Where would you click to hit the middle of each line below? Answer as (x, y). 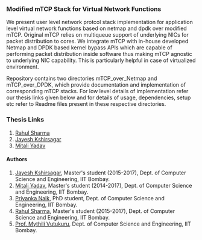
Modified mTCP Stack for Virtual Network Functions (84, 9)
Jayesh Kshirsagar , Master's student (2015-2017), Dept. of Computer (100, 173)
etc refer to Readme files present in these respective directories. (86, 104)
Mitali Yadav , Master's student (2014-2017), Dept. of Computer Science (103, 185)
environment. (23, 67)
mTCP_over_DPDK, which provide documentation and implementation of (96, 85)
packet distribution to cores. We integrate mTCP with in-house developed (97, 42)
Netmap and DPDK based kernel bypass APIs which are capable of (90, 48)
